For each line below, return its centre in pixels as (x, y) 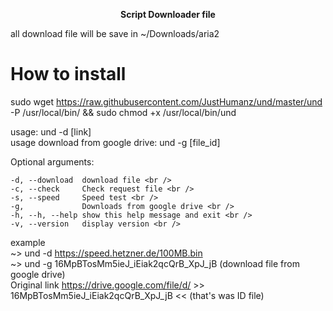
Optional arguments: (52, 161)
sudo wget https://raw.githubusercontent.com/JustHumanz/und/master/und (166, 101)
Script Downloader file (168, 14)
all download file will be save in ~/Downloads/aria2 (115, 33)
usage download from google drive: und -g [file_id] (115, 142)
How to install (68, 74)
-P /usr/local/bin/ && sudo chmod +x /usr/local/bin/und (123, 112)
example (28, 242)
